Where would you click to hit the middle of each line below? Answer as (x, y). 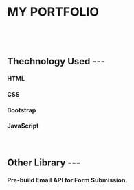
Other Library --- (44, 163)
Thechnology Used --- (56, 61)
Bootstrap (22, 110)
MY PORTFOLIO (53, 12)
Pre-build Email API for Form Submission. (67, 180)
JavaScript (23, 126)
